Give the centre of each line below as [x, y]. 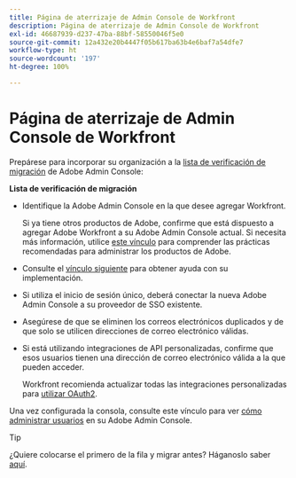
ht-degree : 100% [39, 67]
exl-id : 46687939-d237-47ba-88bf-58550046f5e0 [97, 34]
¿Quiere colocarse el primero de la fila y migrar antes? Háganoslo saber [140, 454]
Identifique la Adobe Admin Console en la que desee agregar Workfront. [154, 206]
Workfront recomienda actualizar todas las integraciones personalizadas [154, 384]
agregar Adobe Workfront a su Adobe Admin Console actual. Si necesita [154, 232]
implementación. [52, 278]
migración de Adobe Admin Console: [76, 171]
